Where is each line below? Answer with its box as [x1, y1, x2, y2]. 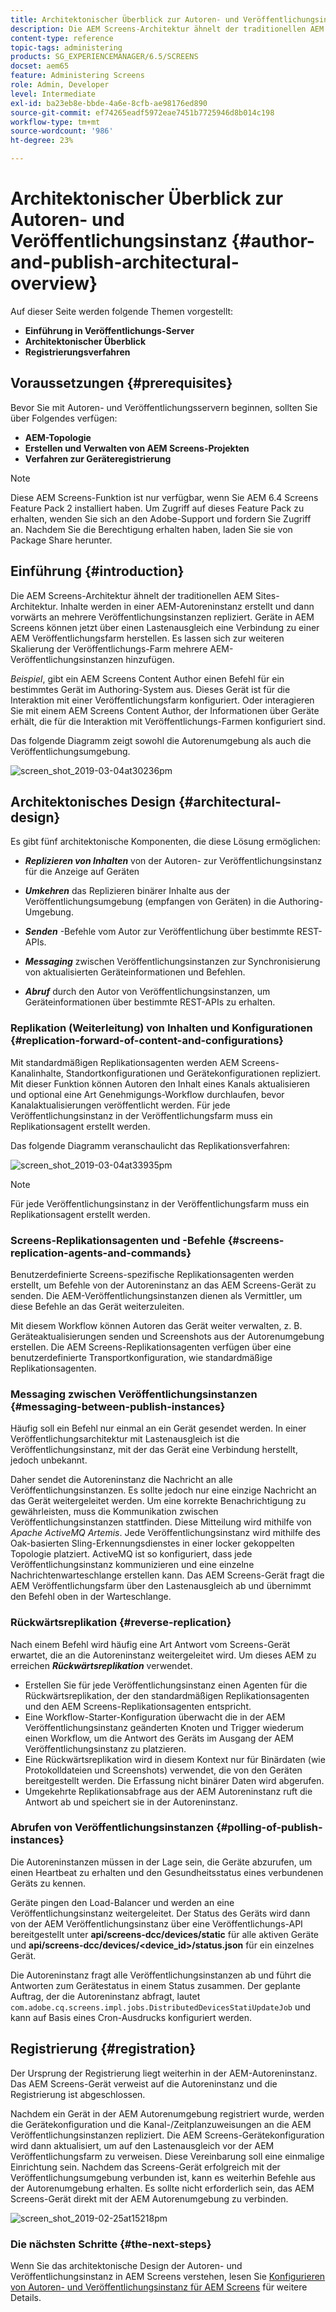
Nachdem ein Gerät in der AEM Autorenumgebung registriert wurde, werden [10, 2107, 325, 2120]
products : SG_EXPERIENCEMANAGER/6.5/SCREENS [10, 52, 199, 62]
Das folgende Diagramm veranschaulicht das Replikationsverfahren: [10, 1139, 291, 1151]
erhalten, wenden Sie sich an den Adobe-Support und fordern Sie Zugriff [10, 512, 312, 525]
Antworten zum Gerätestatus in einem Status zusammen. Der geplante [10, 1979, 301, 1991]
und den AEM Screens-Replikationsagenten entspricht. [24, 1700, 252, 1712]
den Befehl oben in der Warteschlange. [10, 1591, 172, 1603]
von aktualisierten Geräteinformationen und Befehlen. [24, 966, 246, 978]
